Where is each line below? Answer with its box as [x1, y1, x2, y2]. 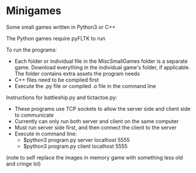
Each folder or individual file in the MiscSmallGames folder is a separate [14, 57, 188, 65]
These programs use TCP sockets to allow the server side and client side [14, 105, 191, 112]
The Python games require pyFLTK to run [6, 35, 105, 42]
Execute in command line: [14, 130, 77, 137]
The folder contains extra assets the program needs [14, 70, 140, 77]
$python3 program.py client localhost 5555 [23, 143, 128, 150]
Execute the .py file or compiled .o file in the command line [14, 82, 156, 89]
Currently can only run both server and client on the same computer [14, 117, 179, 124]
